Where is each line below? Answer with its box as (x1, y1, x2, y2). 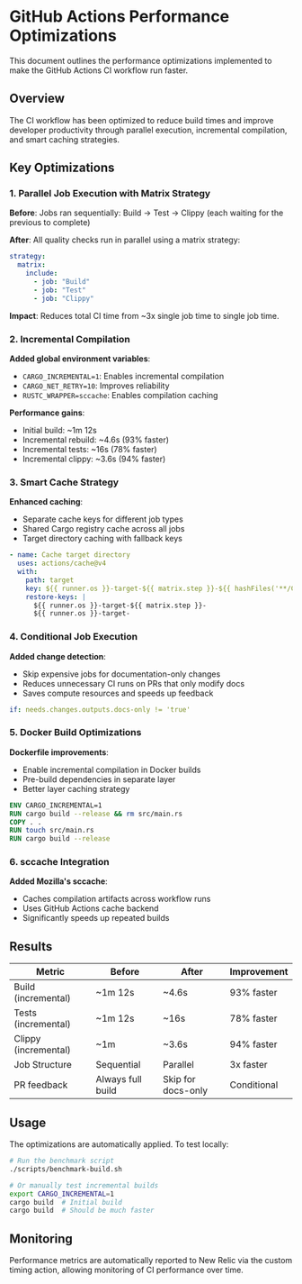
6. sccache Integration (9, 856, 110, 869)
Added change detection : (9, 651, 106, 661)
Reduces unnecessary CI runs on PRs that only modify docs (22, 678, 245, 688)
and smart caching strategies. (9, 133, 120, 145)
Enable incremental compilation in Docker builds (22, 764, 201, 775)
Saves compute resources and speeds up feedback (22, 688, 214, 698)
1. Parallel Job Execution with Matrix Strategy (9, 187, 211, 200)
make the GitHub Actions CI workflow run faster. (9, 65, 189, 76)
